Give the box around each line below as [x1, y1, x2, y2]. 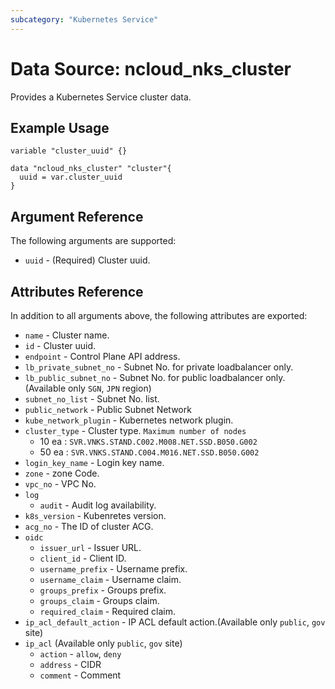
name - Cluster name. [24, 329, 110, 341]
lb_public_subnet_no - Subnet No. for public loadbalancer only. [24, 372, 286, 383]
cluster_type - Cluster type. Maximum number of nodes [24, 425, 247, 436]
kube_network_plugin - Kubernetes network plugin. [24, 414, 234, 426]
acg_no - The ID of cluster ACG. [24, 521, 154, 532]
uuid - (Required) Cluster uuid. [24, 254, 151, 266]
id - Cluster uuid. [24, 340, 97, 351]
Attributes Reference [10, 283, 144, 300]
